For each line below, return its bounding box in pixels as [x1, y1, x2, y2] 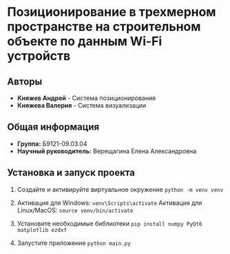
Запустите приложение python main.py [17, 239, 131, 247]
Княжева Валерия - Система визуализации [17, 101, 147, 109]
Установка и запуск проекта [7, 167, 136, 179]
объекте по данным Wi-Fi [7, 34, 163, 49]
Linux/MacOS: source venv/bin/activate [17, 206, 134, 214]
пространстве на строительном [7, 19, 201, 35]
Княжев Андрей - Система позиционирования [17, 94, 156, 102]
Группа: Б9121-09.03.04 [17, 139, 87, 148]
